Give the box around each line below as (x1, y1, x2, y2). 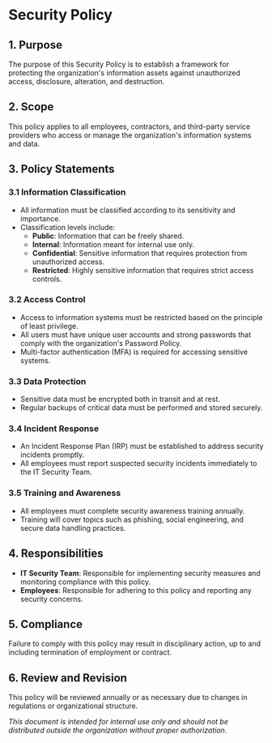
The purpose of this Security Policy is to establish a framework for (8, 59, 229, 69)
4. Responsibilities (8, 547, 104, 561)
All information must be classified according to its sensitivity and (19, 205, 236, 215)
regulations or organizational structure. (8, 701, 138, 711)
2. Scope (8, 100, 54, 114)
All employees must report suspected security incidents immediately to (19, 459, 257, 468)
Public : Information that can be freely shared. (32, 231, 185, 241)
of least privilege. (19, 321, 79, 331)
